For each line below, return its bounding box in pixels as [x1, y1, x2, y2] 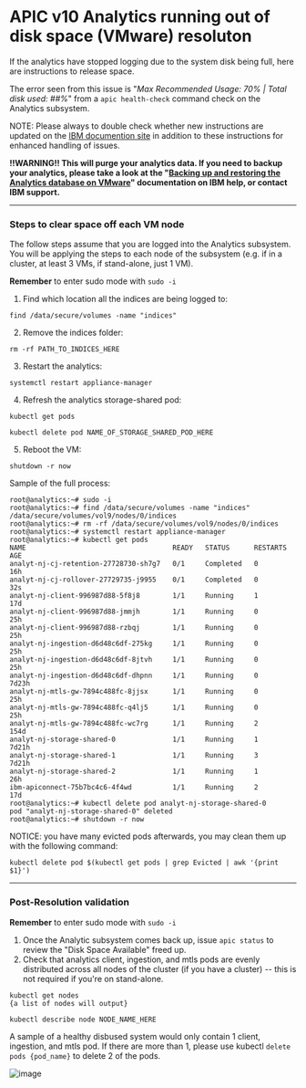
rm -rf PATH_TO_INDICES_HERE [9, 345, 120, 354]
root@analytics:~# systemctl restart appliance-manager [9, 528, 226, 537]
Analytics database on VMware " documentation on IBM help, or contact [9, 176, 288, 188]
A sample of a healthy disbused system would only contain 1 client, [9, 1030, 261, 1041]
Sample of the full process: [9, 477, 111, 489]
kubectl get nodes [9, 990, 79, 1000]
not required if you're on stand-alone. [22, 973, 164, 984]
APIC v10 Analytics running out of [9, 6, 270, 27]
